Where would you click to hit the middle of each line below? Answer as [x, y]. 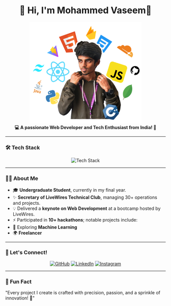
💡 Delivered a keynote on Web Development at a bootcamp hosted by [87, 208]
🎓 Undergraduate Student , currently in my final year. [69, 190]
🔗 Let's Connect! [26, 253]
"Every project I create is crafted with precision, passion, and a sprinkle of [83, 293]
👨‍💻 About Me [22, 178]
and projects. [26, 203]
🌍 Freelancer [27, 233]
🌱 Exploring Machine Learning [45, 227]
